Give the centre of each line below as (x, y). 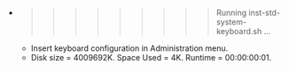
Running (231, 13)
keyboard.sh (239, 31)
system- (231, 22)
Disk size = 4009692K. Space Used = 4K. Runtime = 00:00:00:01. (151, 57)
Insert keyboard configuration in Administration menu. (129, 48)
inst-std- (264, 13)
